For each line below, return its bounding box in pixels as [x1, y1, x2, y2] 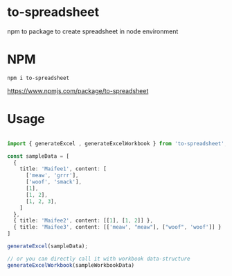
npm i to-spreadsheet [7, 74, 70, 81]
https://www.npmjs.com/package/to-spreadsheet [7, 86, 149, 95]
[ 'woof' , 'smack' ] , [25, 179, 82, 186]
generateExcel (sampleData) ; [7, 243, 89, 250]
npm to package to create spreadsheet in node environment [7, 27, 179, 35]
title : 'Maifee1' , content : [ [19, 165, 107, 172]
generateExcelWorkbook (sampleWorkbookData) [7, 261, 135, 268]
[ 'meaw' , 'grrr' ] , [25, 172, 79, 179]
